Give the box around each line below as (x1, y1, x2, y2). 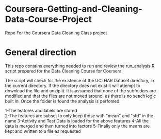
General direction (5, 47, 77, 58)
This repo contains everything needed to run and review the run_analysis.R (5, 63, 155, 69)
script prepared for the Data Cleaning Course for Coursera (5, 68, 122, 74)
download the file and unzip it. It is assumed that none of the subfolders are (5, 87, 156, 93)
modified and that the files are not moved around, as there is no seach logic (5, 93, 156, 99)
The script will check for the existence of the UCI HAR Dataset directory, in (5, 77, 154, 83)
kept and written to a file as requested (5, 128, 81, 134)
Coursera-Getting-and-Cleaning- (5, 3, 143, 15)
